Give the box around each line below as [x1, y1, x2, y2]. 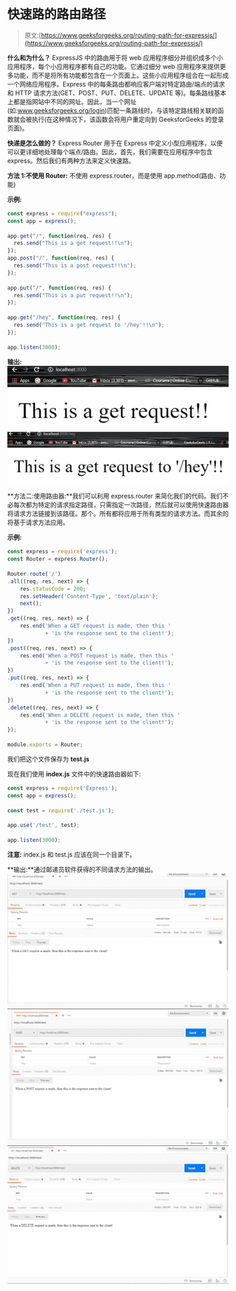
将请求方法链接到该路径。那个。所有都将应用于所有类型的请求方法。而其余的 [7, 510, 229, 518]
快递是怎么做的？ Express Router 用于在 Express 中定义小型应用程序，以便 [7, 139, 223, 147]
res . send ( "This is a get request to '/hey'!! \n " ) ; [13, 322, 165, 329]
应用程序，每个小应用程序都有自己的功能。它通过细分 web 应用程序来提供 [7, 62, 220, 70]
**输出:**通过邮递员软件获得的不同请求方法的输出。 [7, 865, 157, 874]
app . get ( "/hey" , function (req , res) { [7, 314, 121, 321]
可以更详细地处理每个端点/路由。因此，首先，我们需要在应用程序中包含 [7, 147, 213, 156]
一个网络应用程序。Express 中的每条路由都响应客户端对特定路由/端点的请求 [7, 80, 225, 88]
